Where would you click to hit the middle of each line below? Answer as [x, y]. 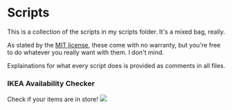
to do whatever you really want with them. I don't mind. [86, 52]
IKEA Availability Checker [51, 83]
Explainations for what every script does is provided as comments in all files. [116, 65]
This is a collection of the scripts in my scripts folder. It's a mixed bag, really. [116, 32]
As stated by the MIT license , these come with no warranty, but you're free [114, 45]
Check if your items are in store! [53, 99]
